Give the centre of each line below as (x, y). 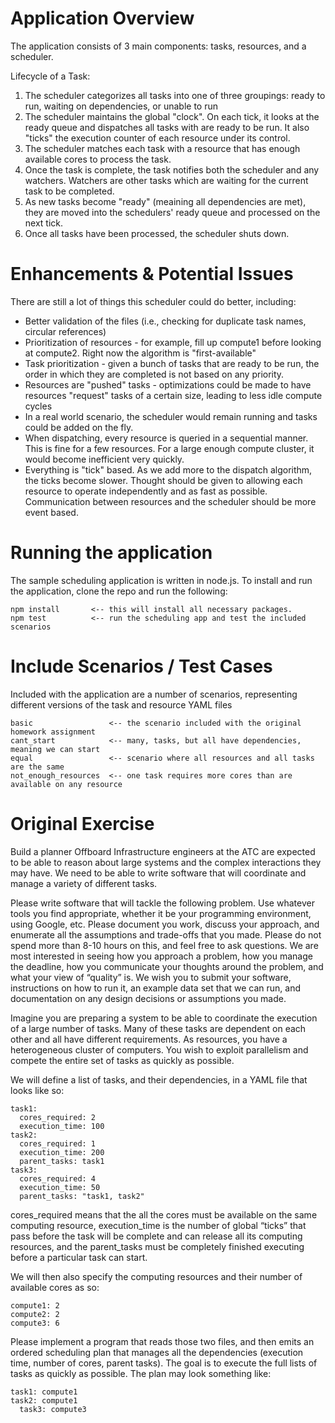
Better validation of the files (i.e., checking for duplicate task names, (165, 321)
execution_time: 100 (62, 1126)
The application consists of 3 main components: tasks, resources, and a (158, 46)
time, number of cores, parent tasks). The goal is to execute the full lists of (164, 1363)
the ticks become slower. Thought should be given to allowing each (163, 480)
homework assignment (53, 732)
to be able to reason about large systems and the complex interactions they (166, 862)
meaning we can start (55, 749)
